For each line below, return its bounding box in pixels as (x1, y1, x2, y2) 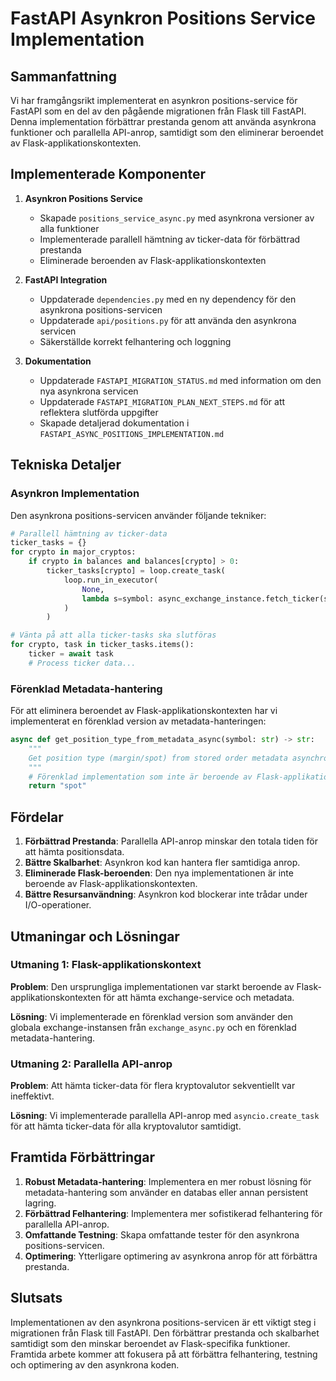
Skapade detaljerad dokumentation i (39, 417, 190, 429)
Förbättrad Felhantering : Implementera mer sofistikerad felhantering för (24, 1207, 323, 1219)
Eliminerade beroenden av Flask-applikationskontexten (39, 254, 267, 266)
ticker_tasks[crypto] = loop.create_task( (46, 566, 226, 576)
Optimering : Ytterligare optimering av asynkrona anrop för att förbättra (24, 1250, 318, 1262)
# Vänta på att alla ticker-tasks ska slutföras (10, 630, 217, 641)
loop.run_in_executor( (63, 575, 159, 585)
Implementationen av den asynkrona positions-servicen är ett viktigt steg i (10, 1316, 317, 1328)
